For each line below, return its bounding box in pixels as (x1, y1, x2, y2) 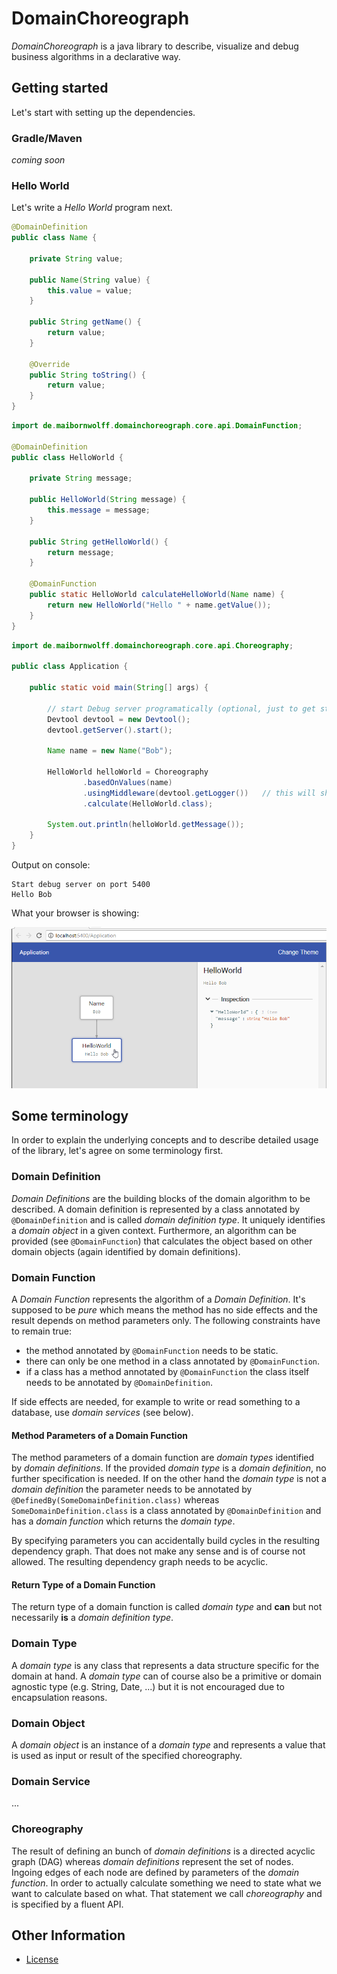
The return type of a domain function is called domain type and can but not (11, 1601, 323, 1613)
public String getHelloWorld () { (29, 537, 169, 547)
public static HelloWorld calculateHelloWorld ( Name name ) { (29, 590, 285, 600)
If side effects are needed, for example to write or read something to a (11, 1396, 301, 1408)
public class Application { (11, 662, 129, 672)
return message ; (47, 547, 115, 557)
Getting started (11, 80, 109, 97)
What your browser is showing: (11, 907, 140, 919)
